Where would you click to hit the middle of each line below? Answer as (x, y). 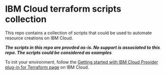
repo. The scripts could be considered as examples (58, 53)
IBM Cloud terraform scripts (63, 9)
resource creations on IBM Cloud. (39, 38)
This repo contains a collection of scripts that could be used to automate (79, 33)
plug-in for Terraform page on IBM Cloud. (47, 67)
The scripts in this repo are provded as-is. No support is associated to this (82, 47)
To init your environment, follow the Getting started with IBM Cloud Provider (82, 62)
